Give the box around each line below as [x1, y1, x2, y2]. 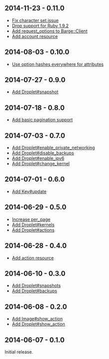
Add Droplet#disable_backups [11, 150, 74, 156]
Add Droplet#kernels [11, 222, 55, 228]
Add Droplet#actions [11, 227, 55, 233]
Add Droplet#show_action [11, 321, 65, 327]
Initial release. [4, 348, 33, 355]
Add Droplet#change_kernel [11, 160, 70, 167]
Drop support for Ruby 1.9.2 [11, 23, 69, 29]
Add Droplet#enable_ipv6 [11, 155, 65, 161]
